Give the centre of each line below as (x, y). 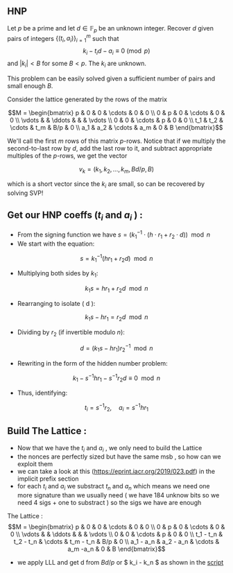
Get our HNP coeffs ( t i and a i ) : (75, 216)
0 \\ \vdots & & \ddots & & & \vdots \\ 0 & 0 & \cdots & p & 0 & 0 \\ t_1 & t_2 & (116, 120)
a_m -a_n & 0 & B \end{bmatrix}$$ (116, 549)
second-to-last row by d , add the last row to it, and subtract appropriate (110, 148)
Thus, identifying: (42, 393)
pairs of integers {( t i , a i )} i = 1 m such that (63, 39)
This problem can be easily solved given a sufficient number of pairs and (111, 78)
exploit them (35, 464)
